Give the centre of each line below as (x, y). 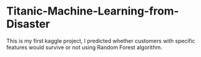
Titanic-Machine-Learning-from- (93, 11)
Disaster (28, 24)
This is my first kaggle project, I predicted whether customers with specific (101, 41)
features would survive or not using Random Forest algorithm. (84, 47)
